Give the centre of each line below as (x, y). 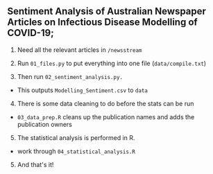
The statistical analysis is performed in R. (76, 137)
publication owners (45, 124)
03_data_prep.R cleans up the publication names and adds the (106, 116)
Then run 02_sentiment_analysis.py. (70, 76)
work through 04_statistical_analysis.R (76, 151)
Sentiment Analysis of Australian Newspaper (107, 11)
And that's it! (35, 164)
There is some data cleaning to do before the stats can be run (105, 103)
